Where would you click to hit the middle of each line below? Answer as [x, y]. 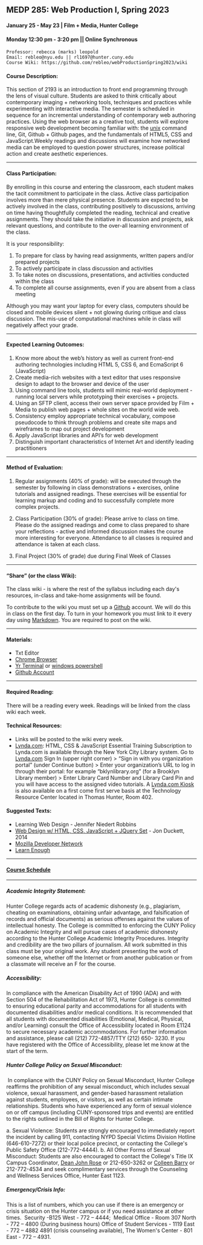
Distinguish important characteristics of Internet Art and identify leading [105, 441]
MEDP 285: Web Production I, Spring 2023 [88, 10]
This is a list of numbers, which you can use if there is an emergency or [95, 1205]
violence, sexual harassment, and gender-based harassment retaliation [95, 1093]
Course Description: [32, 76]
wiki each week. [26, 712]
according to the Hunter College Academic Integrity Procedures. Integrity [98, 939]
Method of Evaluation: [35, 467]
